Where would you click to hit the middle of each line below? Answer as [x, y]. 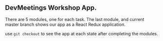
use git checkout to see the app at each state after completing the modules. [81, 33]
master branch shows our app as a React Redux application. [65, 24]
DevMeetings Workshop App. [51, 8]
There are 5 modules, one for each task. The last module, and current [75, 19]
